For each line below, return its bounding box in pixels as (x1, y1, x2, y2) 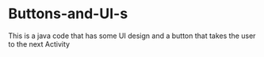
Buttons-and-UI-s (8, 5, 128, 23)
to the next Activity (8, 39, 70, 48)
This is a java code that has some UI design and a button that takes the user (8, 31, 256, 40)
